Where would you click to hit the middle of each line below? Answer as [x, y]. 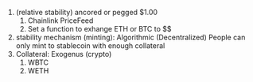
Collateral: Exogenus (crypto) [64, 54]
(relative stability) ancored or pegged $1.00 [86, 12]
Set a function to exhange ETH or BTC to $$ [100, 29]
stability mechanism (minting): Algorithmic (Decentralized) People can [130, 37]
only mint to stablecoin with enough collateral [90, 46]
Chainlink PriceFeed [60, 20]
